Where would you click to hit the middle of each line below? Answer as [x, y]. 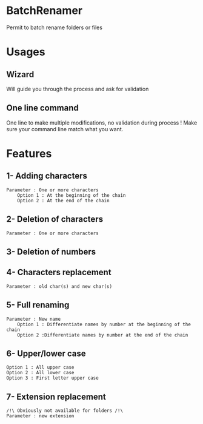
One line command [42, 108]
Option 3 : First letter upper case [52, 378]
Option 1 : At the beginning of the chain [72, 195]
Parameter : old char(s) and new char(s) [59, 286]
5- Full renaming [38, 305]
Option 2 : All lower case [40, 373]
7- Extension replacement [56, 396]
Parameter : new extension [40, 416]
